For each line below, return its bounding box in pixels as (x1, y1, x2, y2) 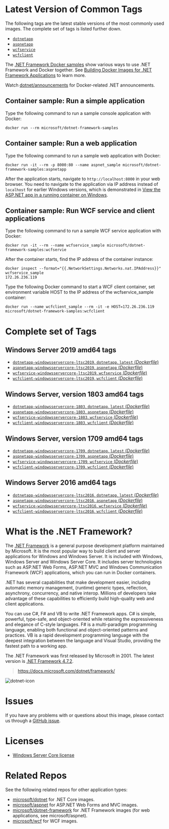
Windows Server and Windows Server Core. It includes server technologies (5, 559, 162, 565)
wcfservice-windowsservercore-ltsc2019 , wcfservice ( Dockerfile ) (12, 370, 147, 376)
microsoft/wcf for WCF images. (12, 818, 78, 824)
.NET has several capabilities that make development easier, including (5, 579, 150, 585)
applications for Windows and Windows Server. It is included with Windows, (5, 553, 163, 559)
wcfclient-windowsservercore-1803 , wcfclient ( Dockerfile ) (12, 419, 134, 426)
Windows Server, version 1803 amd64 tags (5, 390, 144, 399)
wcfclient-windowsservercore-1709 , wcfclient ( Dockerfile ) (12, 464, 134, 469)
